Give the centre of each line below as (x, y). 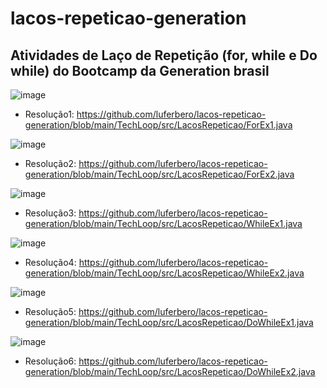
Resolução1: (49, 114)
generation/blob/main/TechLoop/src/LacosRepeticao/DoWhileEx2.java (170, 371)
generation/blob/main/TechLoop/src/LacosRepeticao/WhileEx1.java (163, 223)
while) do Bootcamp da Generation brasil (140, 70)
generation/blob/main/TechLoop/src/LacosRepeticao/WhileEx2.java (164, 273)
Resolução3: (50, 213)
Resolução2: (50, 163)
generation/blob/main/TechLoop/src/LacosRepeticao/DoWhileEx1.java (169, 322)
